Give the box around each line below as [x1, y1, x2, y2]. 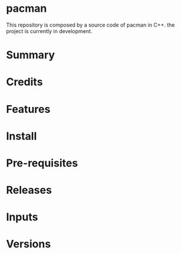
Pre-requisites [6, 156, 78, 170]
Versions [6, 237, 51, 251]
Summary [6, 48, 55, 62]
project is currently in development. [6, 27, 93, 34]
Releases [6, 184, 52, 197]
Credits [6, 76, 43, 89]
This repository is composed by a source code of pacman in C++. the [6, 21, 175, 28]
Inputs [6, 210, 38, 224]
